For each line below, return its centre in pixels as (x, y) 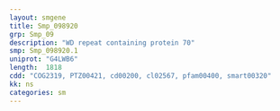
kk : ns (22, 84)
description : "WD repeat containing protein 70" (102, 43)
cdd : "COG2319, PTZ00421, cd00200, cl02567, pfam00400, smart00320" (140, 76)
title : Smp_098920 (44, 26)
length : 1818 (36, 68)
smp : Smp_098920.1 (44, 51)
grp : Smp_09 (32, 34)
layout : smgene (38, 17)
